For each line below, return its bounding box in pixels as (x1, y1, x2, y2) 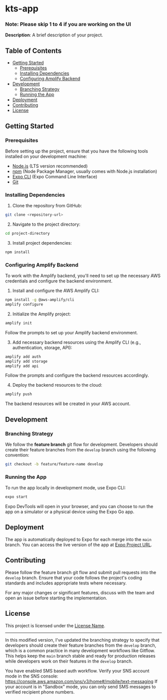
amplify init (5, 320, 32, 325)
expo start (5, 494, 28, 500)
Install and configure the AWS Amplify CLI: (12, 287, 100, 294)
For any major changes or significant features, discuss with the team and (5, 589, 155, 595)
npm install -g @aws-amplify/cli (5, 297, 75, 302)
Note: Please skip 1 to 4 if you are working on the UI (5, 21, 131, 28)
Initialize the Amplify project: (12, 311, 71, 317)
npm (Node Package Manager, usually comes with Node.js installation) (12, 168, 158, 174)
